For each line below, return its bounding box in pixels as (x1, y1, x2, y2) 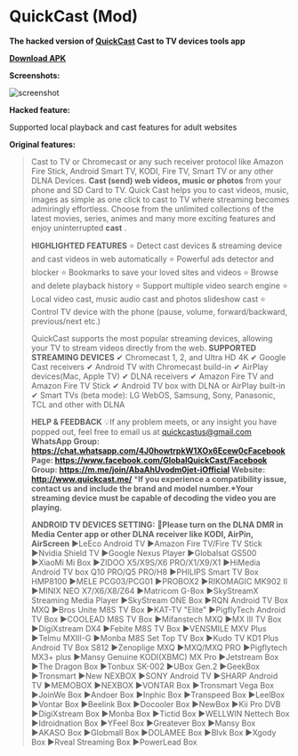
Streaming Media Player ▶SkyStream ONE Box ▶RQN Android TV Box (30, 594, 289, 606)
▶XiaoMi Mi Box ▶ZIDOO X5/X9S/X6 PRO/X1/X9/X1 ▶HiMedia (30, 557, 261, 567)
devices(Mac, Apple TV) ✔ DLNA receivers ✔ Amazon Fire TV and (30, 371, 274, 382)
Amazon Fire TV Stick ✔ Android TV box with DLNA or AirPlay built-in (30, 380, 286, 390)
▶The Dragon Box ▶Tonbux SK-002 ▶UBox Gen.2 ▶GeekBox (30, 661, 261, 672)
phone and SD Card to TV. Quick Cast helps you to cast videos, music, (30, 184, 289, 195)
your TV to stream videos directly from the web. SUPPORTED (30, 342, 256, 353)
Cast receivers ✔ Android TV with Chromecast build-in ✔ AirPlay (30, 361, 269, 372)
